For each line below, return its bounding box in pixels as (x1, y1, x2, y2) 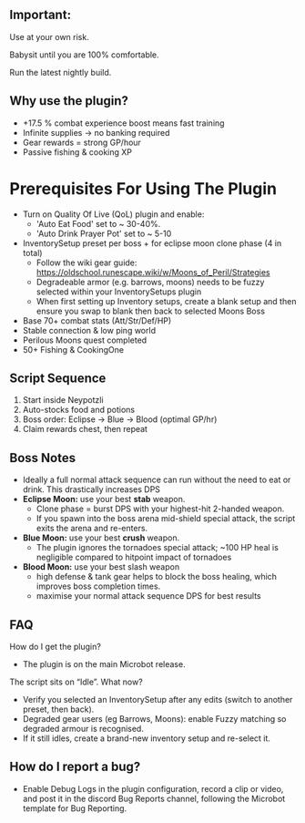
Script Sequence (9, 370, 107, 386)
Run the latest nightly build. (9, 67, 112, 77)
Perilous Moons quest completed (22, 334, 147, 345)
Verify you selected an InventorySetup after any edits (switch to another (22, 694, 293, 705)
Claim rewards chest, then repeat (22, 424, 148, 435)
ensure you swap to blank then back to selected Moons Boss (36, 305, 266, 316)
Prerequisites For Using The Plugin (9, 178, 278, 199)
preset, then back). (22, 704, 95, 715)
